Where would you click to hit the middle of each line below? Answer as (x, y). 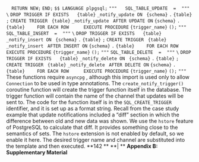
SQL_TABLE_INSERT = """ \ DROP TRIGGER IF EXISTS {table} (84, 34)
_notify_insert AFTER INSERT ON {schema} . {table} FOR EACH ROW (92, 46)
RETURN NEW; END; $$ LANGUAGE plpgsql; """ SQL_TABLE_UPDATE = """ (101, 8)
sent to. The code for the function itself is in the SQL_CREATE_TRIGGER (89, 102)
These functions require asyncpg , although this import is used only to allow (98, 77)
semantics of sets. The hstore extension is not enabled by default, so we (95, 134)
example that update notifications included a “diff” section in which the (93, 115)
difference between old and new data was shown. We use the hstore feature (100, 121)
